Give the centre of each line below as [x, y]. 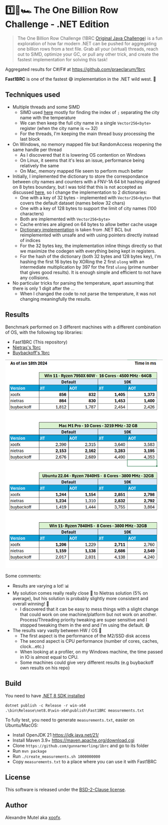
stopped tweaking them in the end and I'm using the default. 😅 [85, 625]
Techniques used [33, 95]
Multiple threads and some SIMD [46, 107]
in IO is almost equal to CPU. [49, 657]
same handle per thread [37, 150]
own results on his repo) [45, 668]
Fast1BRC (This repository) [40, 342]
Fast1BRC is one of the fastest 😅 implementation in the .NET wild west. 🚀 [81, 79]
